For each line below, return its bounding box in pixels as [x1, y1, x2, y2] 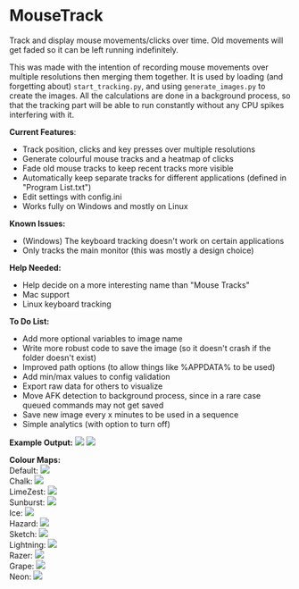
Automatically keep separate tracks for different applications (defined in [21, 172, 287, 183]
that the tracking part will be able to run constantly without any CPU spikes [9, 99, 285, 110]
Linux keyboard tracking [21, 299, 112, 309]
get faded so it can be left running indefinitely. [9, 44, 179, 55]
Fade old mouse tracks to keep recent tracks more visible [21, 163, 234, 173]
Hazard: [9, 517, 38, 528]
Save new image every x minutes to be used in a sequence [21, 408, 239, 420]
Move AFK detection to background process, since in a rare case [21, 390, 262, 400]
